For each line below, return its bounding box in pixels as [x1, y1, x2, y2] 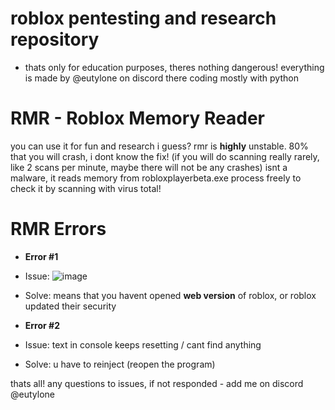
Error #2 [24, 319, 60, 331]
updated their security [24, 300, 117, 312]
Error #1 [24, 250, 59, 262]
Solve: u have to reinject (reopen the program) [24, 358, 216, 370]
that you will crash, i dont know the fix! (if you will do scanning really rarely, [10, 150, 320, 162]
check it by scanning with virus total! [10, 182, 162, 194]
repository [10, 28, 100, 51]
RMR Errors [10, 218, 107, 241]
